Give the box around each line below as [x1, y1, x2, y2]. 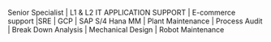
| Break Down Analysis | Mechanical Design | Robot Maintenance [7, 25, 225, 34]
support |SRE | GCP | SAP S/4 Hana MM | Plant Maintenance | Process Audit [7, 16, 263, 26]
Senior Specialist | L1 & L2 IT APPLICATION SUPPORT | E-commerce [7, 8, 236, 17]
